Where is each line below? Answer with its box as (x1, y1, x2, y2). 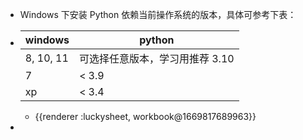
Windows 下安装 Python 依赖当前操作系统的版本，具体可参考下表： (19, 9, 297, 20)
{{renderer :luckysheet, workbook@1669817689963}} (34, 111, 257, 122)
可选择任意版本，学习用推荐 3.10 (78, 52, 235, 65)
